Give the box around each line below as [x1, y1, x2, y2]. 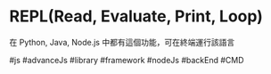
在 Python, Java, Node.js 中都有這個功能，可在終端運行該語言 [9, 37, 235, 47]
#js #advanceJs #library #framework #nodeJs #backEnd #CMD [9, 54, 244, 65]
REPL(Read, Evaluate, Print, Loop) [9, 6, 263, 27]
